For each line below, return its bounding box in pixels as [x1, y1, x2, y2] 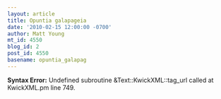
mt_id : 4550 [7, 37, 42, 44]
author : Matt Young [7, 30, 65, 37]
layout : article [7, 10, 55, 18]
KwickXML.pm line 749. [7, 83, 76, 92]
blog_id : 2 [7, 43, 40, 50]
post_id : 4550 [7, 50, 49, 57]
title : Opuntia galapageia [7, 17, 87, 24]
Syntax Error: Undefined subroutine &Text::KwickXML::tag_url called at [7, 76, 214, 84]
